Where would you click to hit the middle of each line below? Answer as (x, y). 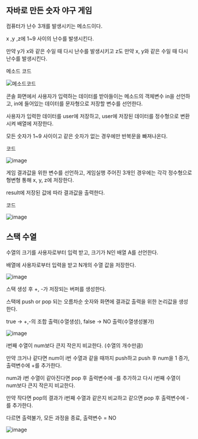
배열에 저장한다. (35, 123)
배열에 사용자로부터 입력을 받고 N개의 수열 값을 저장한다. (71, 265)
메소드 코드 (19, 71)
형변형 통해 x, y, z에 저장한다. (40, 180)
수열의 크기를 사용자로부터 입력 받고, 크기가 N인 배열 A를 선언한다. (82, 252)
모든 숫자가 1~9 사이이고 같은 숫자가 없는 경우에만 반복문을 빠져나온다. (87, 136)
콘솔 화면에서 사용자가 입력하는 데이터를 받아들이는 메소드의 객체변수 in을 (90, 96)
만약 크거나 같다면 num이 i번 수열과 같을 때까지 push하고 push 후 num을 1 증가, (98, 358)
